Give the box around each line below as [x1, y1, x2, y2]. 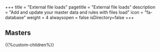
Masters [5, 29, 31, 37]
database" [5, 15, 26, 20]
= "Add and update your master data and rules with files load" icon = [5, 9, 143, 15]
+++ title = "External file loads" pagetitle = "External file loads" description [5, 4, 156, 10]
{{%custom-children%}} [5, 42, 54, 48]
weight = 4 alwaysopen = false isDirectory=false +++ [26, 15, 135, 20]
